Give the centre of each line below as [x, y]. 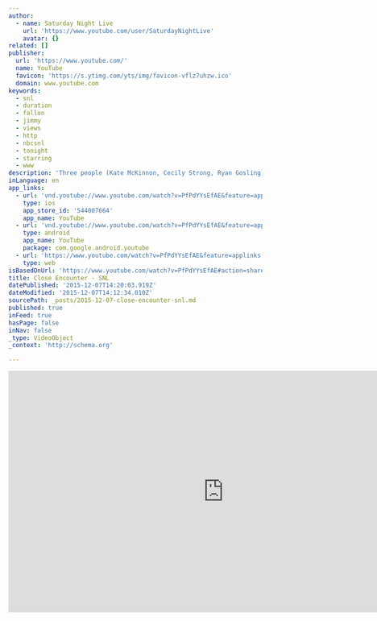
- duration [34, 106]
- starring [34, 158]
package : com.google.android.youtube [86, 248]
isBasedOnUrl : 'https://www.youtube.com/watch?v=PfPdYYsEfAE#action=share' [138, 271]
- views [29, 128]
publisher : [27, 53]
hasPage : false [34, 323]
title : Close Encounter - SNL [59, 278]
